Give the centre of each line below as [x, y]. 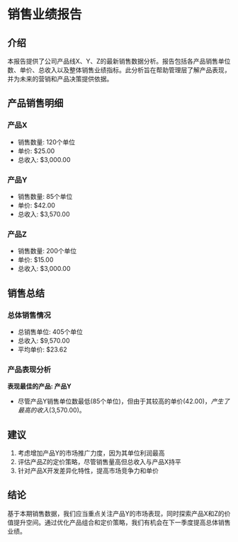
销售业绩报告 [45, 15]
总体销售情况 [29, 315]
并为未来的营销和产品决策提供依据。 [60, 79]
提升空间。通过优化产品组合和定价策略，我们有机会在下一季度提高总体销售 [122, 522]
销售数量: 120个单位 [46, 142]
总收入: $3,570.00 [44, 214]
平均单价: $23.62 [42, 349]
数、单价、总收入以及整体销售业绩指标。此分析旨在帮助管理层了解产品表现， [119, 70]
